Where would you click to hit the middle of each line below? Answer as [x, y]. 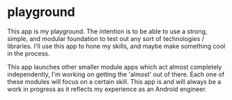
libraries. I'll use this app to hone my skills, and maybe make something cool [116, 46]
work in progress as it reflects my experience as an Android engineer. [107, 89]
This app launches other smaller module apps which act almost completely [115, 67]
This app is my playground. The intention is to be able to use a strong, [107, 31]
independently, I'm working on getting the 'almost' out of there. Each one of [116, 74]
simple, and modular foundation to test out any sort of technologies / [106, 38]
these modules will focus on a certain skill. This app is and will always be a [114, 81]
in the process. [29, 53]
